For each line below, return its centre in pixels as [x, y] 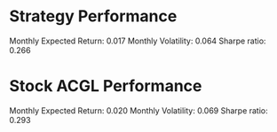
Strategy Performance [93, 16]
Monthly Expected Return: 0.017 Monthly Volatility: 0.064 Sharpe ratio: [138, 41]
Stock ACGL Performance [106, 86]
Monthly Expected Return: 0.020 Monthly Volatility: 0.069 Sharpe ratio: [138, 110]
